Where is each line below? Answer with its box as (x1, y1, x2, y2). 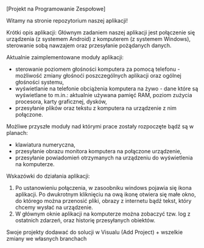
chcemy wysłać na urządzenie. (15, 204, 93, 211)
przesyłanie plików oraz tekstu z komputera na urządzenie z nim (15, 104, 177, 112)
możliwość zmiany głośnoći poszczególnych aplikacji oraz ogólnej (15, 72, 181, 79)
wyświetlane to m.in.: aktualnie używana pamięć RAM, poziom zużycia (15, 92, 192, 98)
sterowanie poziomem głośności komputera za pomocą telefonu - (15, 65, 180, 73)
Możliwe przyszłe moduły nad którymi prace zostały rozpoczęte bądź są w (6, 123, 194, 130)
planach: (6, 129, 29, 136)
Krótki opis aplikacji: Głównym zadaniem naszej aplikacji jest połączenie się (6, 29, 195, 36)
